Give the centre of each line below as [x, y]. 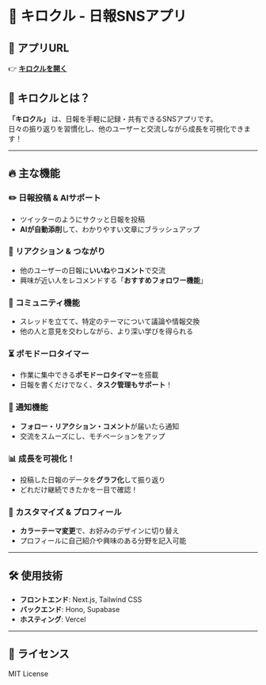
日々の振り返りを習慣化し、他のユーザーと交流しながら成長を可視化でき [126, 128]
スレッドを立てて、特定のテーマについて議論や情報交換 [110, 322]
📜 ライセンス [39, 654]
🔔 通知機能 [28, 407]
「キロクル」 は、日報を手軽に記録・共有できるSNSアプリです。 [113, 119]
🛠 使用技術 [36, 575]
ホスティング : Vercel [53, 619]
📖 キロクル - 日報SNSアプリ [98, 16]
